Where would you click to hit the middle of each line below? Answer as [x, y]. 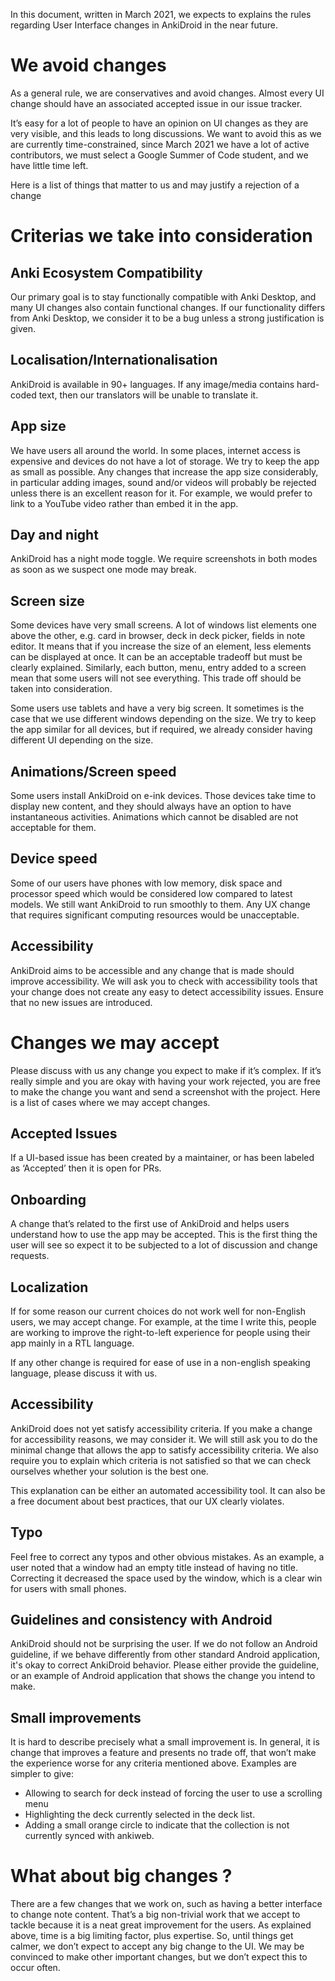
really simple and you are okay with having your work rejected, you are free [165, 1081]
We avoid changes [88, 65]
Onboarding [48, 1199]
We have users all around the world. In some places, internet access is [155, 450]
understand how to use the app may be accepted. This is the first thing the [164, 1235]
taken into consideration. [61, 689]
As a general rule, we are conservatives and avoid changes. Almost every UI [167, 93]
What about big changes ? [121, 1876]
